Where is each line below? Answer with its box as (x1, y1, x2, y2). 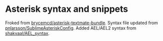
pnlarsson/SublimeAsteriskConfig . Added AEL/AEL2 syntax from (5, 25, 137, 31)
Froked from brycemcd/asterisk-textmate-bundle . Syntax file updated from (5, 20, 159, 26)
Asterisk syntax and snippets (5, 3, 128, 15)
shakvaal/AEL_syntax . (5, 30, 50, 36)
